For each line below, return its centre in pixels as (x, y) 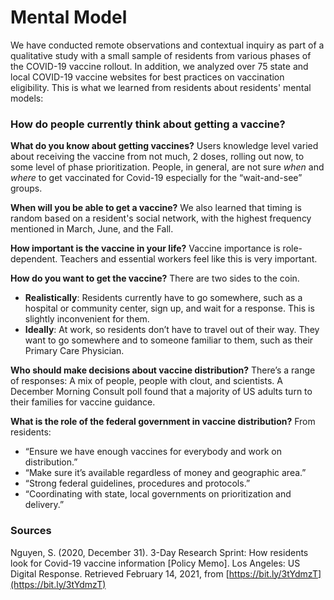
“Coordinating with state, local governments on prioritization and (158, 494)
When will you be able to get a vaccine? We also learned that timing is (156, 208)
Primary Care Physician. (74, 351)
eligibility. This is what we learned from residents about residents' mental (161, 87)
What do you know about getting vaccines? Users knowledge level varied (164, 146)
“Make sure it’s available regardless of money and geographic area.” (165, 473)
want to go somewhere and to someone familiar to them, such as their (169, 340)
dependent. (34, 259)
